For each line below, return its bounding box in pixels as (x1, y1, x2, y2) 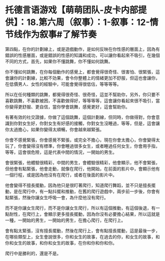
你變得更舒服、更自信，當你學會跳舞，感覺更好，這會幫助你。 (5, 104, 130, 109)
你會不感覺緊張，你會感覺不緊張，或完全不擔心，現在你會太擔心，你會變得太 (5, 137, 160, 143)
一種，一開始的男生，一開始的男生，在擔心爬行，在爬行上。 (5, 217, 126, 223)
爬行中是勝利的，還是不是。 (5, 250, 61, 256)
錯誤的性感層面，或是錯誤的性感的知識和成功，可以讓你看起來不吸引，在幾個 (5, 52, 160, 58)
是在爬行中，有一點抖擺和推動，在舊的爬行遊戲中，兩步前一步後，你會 (13, 188, 156, 194)
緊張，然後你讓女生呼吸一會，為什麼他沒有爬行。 (9, 194, 109, 200)
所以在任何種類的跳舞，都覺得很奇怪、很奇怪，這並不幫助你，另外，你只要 (5, 91, 156, 97)
